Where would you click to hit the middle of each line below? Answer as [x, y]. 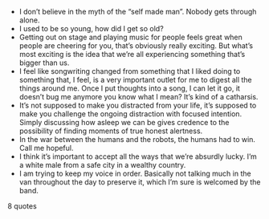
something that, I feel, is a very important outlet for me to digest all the [135, 80]
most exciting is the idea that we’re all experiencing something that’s [132, 54]
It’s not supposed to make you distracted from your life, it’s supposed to [138, 105]
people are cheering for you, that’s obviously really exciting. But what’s [136, 46]
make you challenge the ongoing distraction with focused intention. [130, 114]
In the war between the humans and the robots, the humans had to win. [137, 139]
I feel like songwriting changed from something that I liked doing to [130, 71]
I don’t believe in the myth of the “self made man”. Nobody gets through [138, 12]
